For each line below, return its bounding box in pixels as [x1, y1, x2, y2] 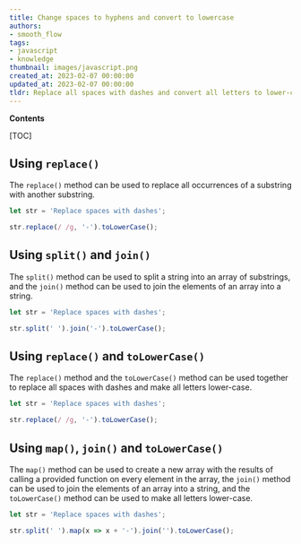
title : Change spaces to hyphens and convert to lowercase [9, 13, 235, 22]
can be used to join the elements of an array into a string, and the [9, 483, 251, 494]
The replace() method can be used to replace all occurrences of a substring [9, 180, 292, 191]
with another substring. [9, 189, 96, 200]
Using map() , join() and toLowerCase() [9, 440, 224, 455]
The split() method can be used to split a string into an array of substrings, [9, 271, 291, 282]
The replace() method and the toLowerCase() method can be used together [9, 373, 288, 384]
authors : [9, 22, 42, 30]
